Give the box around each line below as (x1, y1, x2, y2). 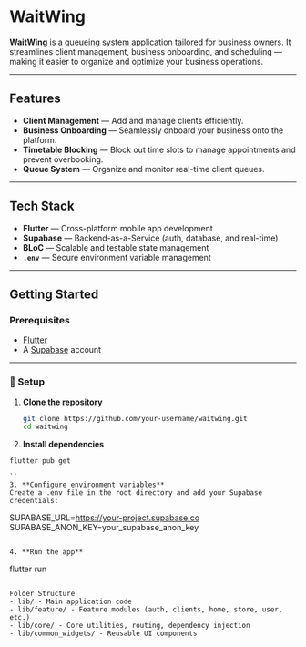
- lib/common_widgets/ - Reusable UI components (9, 629, 198, 639)
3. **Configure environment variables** (9, 480, 166, 489)
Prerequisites (9, 313, 70, 326)
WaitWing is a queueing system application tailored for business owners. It (9, 36, 291, 47)
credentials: (9, 497, 59, 506)
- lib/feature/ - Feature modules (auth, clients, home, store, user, (9, 605, 283, 614)
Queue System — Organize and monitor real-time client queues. (22, 163, 265, 174)
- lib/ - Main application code (9, 597, 132, 607)
